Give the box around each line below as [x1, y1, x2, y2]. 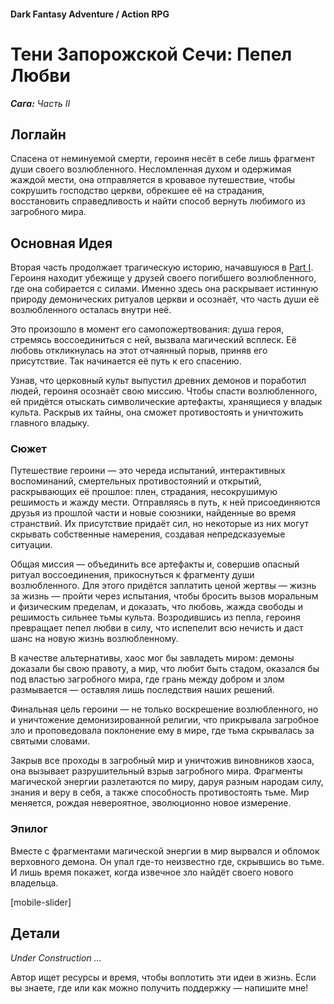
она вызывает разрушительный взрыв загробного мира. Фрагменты [10, 765, 303, 777]
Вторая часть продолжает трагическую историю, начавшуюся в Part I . [10, 261, 314, 274]
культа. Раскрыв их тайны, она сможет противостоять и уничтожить [10, 406, 304, 419]
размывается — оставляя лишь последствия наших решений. [10, 684, 275, 696]
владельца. [10, 876, 59, 889]
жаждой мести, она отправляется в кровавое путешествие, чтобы [10, 174, 295, 186]
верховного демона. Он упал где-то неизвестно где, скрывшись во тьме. [10, 855, 325, 867]
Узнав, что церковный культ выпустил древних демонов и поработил [10, 375, 307, 387]
